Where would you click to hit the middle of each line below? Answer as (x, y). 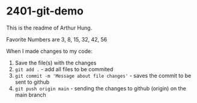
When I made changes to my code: (50, 51)
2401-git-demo (45, 11)
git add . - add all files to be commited (64, 69)
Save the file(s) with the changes (56, 63)
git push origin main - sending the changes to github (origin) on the (100, 88)
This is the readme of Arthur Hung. (49, 28)
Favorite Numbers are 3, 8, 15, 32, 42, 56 (57, 39)
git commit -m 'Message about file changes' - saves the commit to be (103, 75)
